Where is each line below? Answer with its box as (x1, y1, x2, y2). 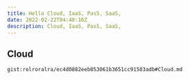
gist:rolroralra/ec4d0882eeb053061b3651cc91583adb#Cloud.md (7, 66, 184, 73)
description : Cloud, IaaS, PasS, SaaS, (7, 23, 122, 29)
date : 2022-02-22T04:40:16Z (7, 16, 88, 23)
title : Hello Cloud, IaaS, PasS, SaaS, (7, 10, 122, 17)
